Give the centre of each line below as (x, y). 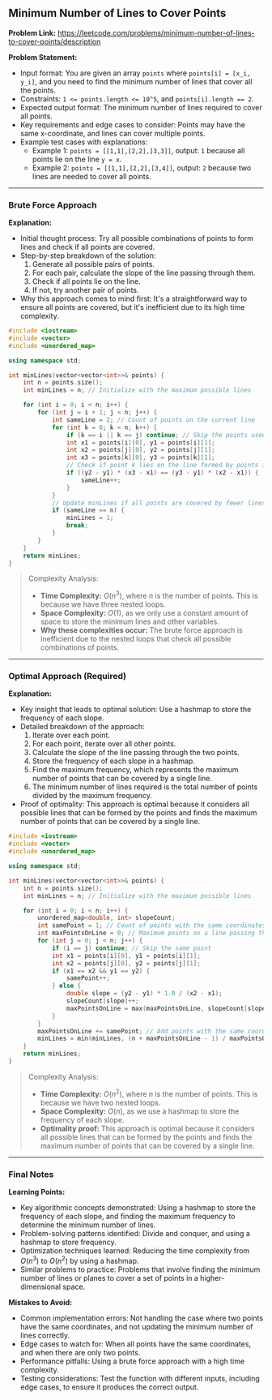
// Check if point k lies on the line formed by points (162, 466)
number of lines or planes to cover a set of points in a (109, 1278)
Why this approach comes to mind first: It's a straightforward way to (134, 298)
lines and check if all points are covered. (87, 247)
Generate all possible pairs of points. (93, 264)
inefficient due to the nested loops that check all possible (136, 639)
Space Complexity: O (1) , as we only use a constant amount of (144, 613)
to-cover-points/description (55, 41)
